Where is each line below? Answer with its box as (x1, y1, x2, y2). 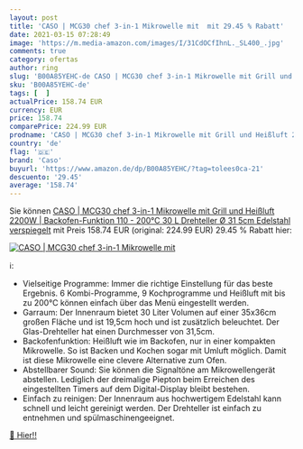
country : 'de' (9, 139, 63, 148)
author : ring (9, 64, 59, 73)
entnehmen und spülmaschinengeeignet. (22, 412, 175, 424)
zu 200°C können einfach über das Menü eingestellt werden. (22, 298, 250, 308)
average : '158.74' (9, 181, 78, 190)
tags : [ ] (9, 88, 50, 97)
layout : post (9, 13, 59, 23)
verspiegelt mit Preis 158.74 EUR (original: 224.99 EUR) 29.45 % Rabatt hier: (9, 224, 293, 235)
